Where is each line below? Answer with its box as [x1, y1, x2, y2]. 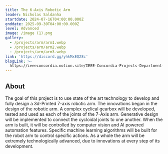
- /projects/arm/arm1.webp [9, 40, 66, 45]
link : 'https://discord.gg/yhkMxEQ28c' [5, 54, 88, 59]
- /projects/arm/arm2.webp [9, 45, 66, 50]
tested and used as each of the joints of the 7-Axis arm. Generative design [5, 111, 158, 117]
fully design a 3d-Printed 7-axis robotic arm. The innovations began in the [5, 100, 157, 106]
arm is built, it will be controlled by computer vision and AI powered [5, 121, 144, 128]
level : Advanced [5, 26, 39, 31]
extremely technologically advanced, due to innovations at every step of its [5, 137, 160, 143]
